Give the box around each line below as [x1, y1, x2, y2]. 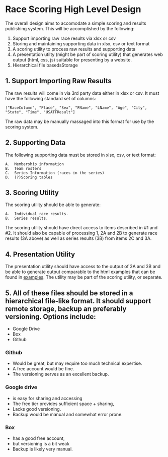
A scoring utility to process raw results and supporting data [12, 46, 136, 52]
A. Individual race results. [5, 212, 69, 217]
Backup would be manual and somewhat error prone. [12, 411, 123, 417]
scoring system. [5, 123, 39, 129]
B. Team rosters [5, 166, 42, 171]
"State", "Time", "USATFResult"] [5, 109, 75, 114]
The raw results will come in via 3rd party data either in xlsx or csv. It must [5, 90, 159, 96]
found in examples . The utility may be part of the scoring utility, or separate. [5, 274, 162, 280]
